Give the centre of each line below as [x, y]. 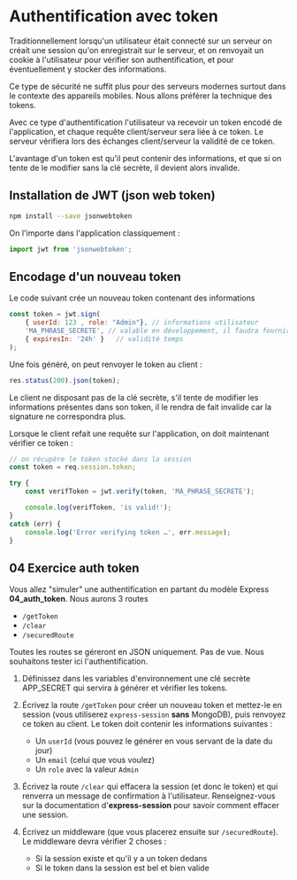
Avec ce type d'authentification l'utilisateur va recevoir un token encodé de [146, 122]
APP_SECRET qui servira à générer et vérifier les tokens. [125, 688]
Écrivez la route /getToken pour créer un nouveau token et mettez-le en [152, 705]
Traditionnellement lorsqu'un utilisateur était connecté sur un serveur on [141, 41]
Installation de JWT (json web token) [112, 195]
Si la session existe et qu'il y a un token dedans [121, 859]
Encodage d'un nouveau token [95, 276]
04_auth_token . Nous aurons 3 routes [79, 599]
